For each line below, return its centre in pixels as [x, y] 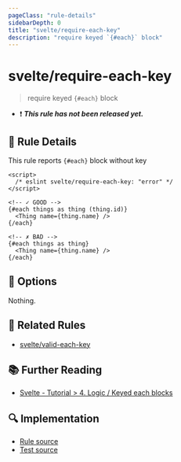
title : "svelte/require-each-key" [65, 30]
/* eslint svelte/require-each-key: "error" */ [94, 182]
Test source [39, 450]
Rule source [39, 442]
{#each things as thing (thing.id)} [68, 209]
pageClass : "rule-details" [52, 15]
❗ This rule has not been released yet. [81, 114]
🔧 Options [33, 281]
